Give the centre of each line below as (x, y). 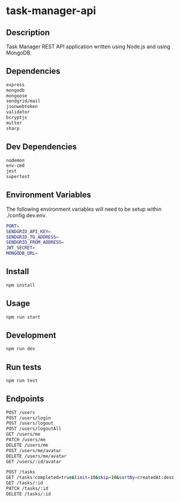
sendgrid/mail (23, 101)
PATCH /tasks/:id (27, 488)
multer (14, 123)
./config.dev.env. (26, 215)
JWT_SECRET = (21, 248)
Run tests (24, 367)
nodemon (16, 160)
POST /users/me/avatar (34, 450)
